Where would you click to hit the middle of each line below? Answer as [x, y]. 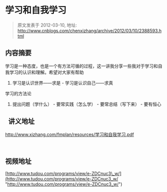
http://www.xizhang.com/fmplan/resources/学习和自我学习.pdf [70, 134]
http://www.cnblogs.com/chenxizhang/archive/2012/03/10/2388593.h [89, 30]
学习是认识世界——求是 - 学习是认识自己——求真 [63, 82]
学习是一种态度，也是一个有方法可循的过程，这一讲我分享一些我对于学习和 [82, 66]
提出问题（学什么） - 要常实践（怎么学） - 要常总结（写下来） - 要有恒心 [87, 104]
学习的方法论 [18, 93]
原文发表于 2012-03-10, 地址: [47, 25]
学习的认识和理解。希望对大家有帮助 [46, 72]
